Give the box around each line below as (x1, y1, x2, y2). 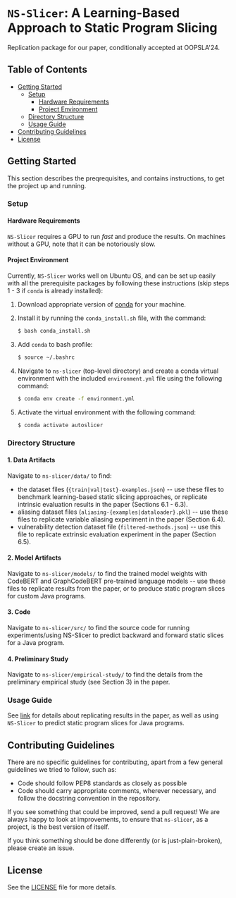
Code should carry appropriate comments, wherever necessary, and (17, 787, 216, 795)
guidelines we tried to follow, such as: (7, 765, 117, 774)
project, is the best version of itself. (7, 823, 110, 831)
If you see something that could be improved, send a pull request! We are (7, 808, 221, 816)
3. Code (7, 608, 31, 616)
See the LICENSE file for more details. (7, 883, 118, 892)
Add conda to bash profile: (17, 340, 93, 348)
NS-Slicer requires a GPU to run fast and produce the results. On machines (7, 232, 226, 240)
